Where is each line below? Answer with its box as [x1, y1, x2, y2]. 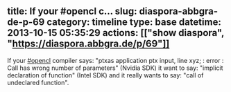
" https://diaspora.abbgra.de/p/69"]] [7, 38, 170, 50]
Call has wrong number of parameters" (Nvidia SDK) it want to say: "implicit [7, 64, 223, 72]
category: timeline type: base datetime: [46, 17, 222, 28]
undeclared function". [7, 78, 69, 86]
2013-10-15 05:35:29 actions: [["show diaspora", [7, 27, 224, 39]
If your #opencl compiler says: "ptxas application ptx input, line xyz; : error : [7, 56, 224, 64]
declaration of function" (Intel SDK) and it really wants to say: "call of [7, 71, 204, 79]
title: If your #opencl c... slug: [7, 6, 137, 17]
